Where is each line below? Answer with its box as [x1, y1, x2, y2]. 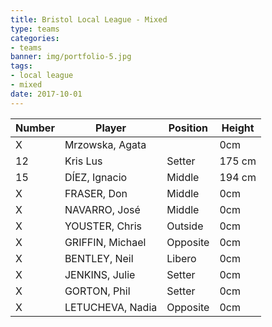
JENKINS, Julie [64, 267, 136, 281]
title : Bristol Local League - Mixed [10, 14, 168, 25]
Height [221, 121, 255, 135]
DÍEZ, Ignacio [64, 170, 128, 184]
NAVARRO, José [64, 202, 141, 216]
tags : [10, 61, 33, 71]
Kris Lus [64, 154, 103, 168]
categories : [10, 33, 60, 43]
